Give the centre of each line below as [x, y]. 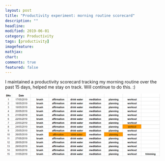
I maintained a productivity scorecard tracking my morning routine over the [81, 82]
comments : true [21, 62]
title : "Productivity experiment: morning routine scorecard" [70, 15]
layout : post [18, 10]
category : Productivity [29, 36]
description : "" [22, 21]
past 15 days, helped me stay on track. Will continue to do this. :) [70, 87]
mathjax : [14, 52]
